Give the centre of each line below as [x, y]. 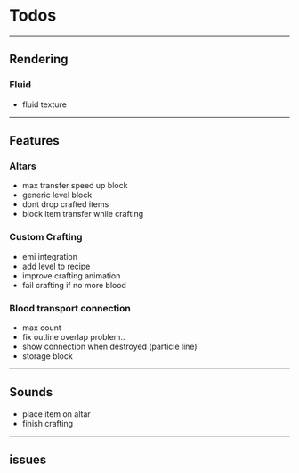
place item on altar [56, 414]
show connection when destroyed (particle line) [109, 346]
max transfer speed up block [75, 186]
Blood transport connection [70, 308]
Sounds [31, 392]
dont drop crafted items [65, 204]
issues [28, 460]
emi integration [50, 256]
